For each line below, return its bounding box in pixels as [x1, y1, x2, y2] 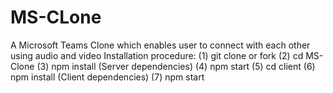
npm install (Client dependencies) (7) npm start [10, 71, 205, 83]
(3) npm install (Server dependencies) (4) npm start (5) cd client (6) [36, 60, 316, 72]
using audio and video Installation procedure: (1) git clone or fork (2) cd [10, 49, 304, 61]
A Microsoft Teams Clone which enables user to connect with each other [10, 39, 311, 51]
